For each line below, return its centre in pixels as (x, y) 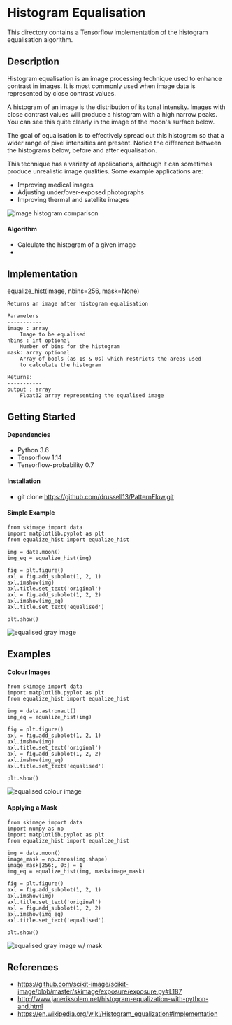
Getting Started (42, 417)
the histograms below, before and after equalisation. (82, 150)
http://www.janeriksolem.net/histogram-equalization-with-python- (113, 999)
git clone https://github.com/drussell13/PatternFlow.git (96, 496)
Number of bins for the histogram (70, 346)
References (33, 967)
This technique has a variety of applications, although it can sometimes (110, 164)
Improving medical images (55, 185)
